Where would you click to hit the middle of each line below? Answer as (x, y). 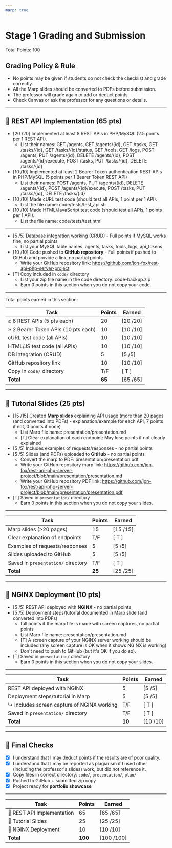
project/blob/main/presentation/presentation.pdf (71, 492)
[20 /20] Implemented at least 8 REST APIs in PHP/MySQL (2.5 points (86, 134)
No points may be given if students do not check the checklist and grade (89, 78)
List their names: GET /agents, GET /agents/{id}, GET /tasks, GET (89, 145)
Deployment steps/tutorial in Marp (49, 696)
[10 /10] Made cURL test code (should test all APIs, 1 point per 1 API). (85, 199)
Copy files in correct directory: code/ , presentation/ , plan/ (74, 774)
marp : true (17, 10)
